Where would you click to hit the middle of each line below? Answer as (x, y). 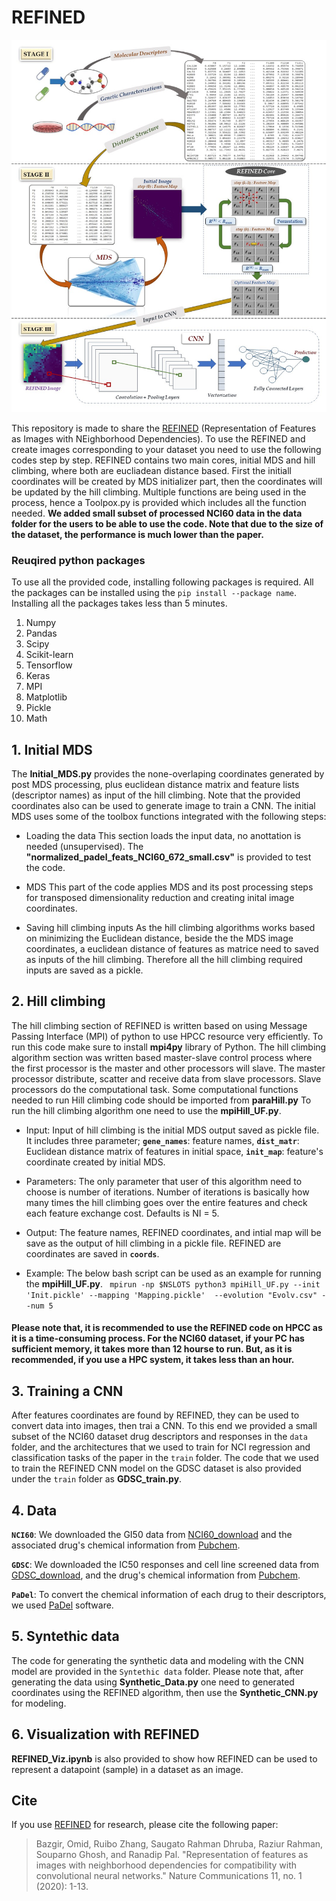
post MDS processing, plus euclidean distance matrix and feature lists (155, 784)
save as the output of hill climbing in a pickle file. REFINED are (153, 1243)
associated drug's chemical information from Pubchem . (126, 1545)
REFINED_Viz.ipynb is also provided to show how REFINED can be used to (164, 1758)
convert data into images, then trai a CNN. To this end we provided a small (164, 1426)
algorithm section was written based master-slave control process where (162, 1057)
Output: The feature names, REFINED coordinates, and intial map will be (173, 1232)
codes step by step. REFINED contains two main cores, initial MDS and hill (163, 460)
